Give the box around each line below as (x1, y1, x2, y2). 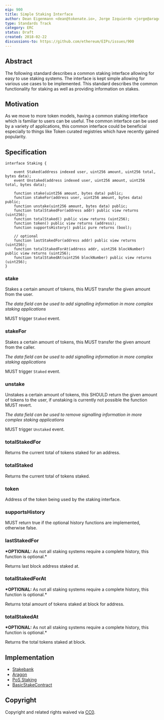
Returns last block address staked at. (5, 563, 80, 569)
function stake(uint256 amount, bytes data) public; (14, 191, 123, 196)
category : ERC (5, 25, 34, 30)
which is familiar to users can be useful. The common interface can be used (5, 118, 158, 124)
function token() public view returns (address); (14, 221, 117, 226)
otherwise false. (5, 525, 38, 531)
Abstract (5, 57, 33, 66)
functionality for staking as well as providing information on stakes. (5, 86, 140, 92)
